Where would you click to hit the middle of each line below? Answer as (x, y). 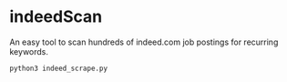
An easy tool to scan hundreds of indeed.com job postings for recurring (144, 42)
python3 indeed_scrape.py (58, 68)
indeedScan (56, 17)
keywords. (29, 51)
